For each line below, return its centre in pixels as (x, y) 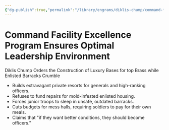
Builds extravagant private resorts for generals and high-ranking (79, 85)
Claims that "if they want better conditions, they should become (78, 117)
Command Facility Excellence (68, 35)
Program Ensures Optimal (60, 45)
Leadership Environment (58, 56)
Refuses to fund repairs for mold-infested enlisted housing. (73, 96)
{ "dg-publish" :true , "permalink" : (40, 10)
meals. (19, 112)
